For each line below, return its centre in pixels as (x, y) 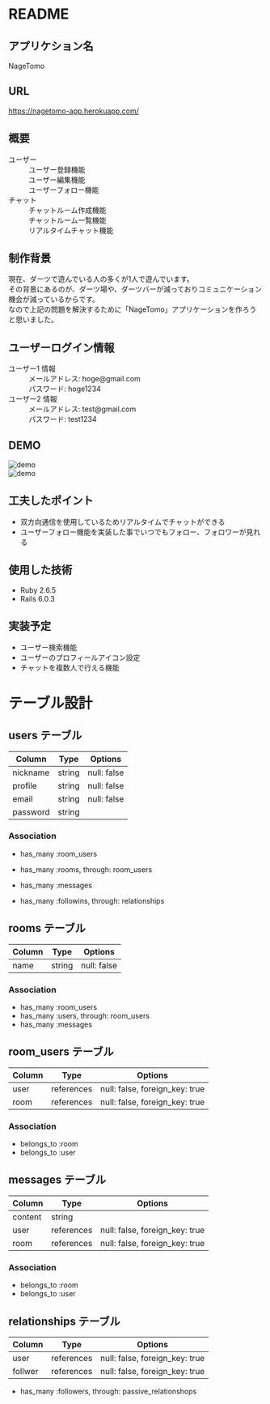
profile (25, 785)
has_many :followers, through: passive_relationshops (108, 1391)
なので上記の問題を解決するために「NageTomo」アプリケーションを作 (125, 309)
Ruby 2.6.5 (38, 590)
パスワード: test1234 (63, 419)
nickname (31, 772)
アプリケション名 (51, 46)
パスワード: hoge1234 (65, 389)
